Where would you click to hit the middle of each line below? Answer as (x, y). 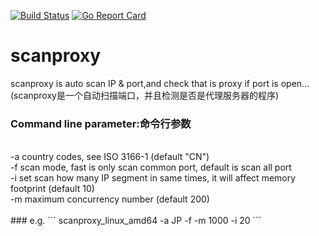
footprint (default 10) (52, 189)
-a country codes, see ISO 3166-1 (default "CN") (110, 157)
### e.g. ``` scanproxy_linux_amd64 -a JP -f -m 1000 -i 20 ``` (136, 221)
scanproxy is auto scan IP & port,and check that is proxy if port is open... (160, 83)
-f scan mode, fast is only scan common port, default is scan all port (151, 167)
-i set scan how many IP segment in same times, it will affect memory (153, 178)
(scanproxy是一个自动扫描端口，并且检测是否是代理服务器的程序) (145, 95)
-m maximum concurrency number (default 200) (110, 199)
